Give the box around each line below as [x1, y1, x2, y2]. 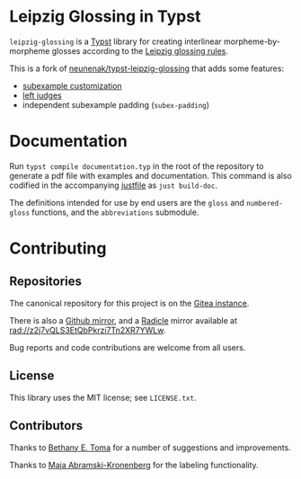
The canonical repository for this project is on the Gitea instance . [9, 297, 250, 308]
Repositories [9, 274, 83, 289]
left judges [22, 90, 62, 101]
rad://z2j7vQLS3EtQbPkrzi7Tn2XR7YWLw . [9, 324, 166, 335]
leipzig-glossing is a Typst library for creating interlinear [9, 36, 222, 47]
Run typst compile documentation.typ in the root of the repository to [9, 160, 264, 172]
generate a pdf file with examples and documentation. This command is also [9, 170, 292, 181]
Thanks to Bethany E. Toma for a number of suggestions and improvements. [9, 442, 292, 453]
